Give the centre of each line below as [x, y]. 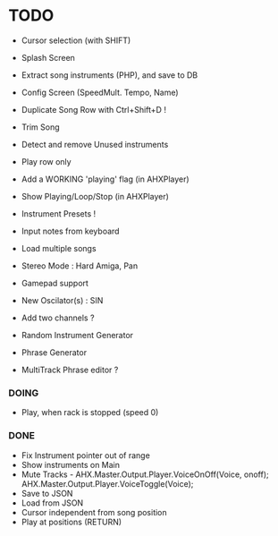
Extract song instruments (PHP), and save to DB [110, 75]
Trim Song [40, 127]
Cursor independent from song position [94, 512]
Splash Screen [48, 57]
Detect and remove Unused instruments [95, 144]
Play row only [46, 161]
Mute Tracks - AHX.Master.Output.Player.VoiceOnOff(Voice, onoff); [145, 474]
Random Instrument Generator [77, 335]
